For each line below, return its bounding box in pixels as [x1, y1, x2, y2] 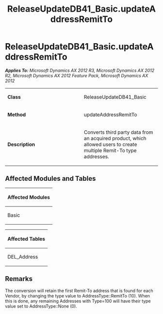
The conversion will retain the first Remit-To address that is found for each [5, 288, 154, 294]
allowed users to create [84, 141, 137, 148]
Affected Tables [7, 235, 45, 242]
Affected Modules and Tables [5, 174, 96, 183]
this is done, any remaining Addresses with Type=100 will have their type [5, 298, 151, 304]
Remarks [5, 275, 33, 283]
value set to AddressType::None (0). [5, 303, 78, 309]
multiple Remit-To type [84, 147, 137, 154]
